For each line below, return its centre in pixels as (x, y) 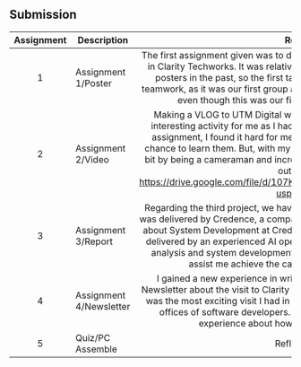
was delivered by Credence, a (202, 219)
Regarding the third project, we (210, 207)
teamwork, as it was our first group (215, 89)
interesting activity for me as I (213, 126)
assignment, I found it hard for (215, 136)
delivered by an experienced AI (211, 241)
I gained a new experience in (217, 278)
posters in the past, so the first (219, 77)
